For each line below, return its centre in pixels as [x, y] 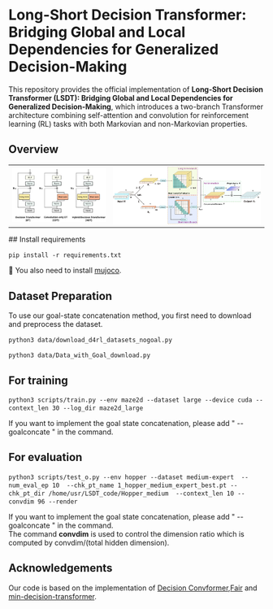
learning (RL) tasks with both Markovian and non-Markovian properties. [128, 124]
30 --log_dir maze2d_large [97, 408]
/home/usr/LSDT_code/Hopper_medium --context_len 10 [141, 494]
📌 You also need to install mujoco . [65, 271]
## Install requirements [47, 239]
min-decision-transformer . [53, 596]
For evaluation [45, 457]
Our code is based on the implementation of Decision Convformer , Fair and [133, 588]
